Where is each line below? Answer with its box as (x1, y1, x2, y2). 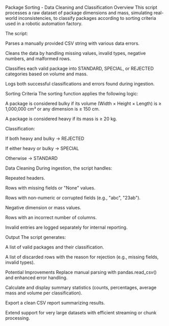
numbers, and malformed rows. (5, 56, 71, 62)
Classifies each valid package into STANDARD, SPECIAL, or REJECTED (5, 66, 154, 71)
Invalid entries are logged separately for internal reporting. (5, 224, 128, 230)
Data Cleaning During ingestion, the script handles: (5, 165, 112, 171)
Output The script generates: (5, 234, 66, 240)
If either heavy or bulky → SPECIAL (5, 145, 79, 151)
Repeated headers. (5, 175, 45, 181)
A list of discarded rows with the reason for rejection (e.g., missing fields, (5, 254, 159, 260)
